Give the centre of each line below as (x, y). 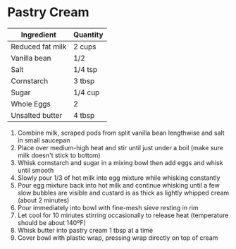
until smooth (36, 170)
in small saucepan (44, 140)
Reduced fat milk (39, 47)
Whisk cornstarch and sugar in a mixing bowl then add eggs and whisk (120, 162)
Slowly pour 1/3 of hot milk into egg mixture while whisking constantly (119, 178)
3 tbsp (84, 80)
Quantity (88, 35)
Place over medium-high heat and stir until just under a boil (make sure (120, 147)
